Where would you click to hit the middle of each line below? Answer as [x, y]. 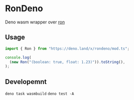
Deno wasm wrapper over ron [35, 22]
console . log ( [18, 57]
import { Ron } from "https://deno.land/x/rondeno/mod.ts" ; [67, 49]
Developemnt [26, 82]
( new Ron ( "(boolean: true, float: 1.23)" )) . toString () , [67, 62]
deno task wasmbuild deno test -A [39, 94]
